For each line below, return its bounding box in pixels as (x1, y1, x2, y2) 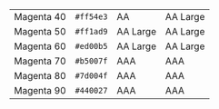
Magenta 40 (14, 11, 66, 23)
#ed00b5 (75, 41, 108, 51)
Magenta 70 (14, 54, 66, 67)
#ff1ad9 (75, 26, 108, 36)
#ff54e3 (75, 12, 108, 22)
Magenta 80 (14, 70, 66, 82)
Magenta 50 (14, 25, 66, 37)
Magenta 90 (14, 84, 66, 96)
